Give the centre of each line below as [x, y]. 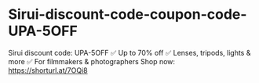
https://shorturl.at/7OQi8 [48, 70]
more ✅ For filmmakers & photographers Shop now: [91, 61]
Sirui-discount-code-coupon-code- [128, 14]
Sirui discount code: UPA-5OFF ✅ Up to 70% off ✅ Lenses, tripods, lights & [129, 52]
